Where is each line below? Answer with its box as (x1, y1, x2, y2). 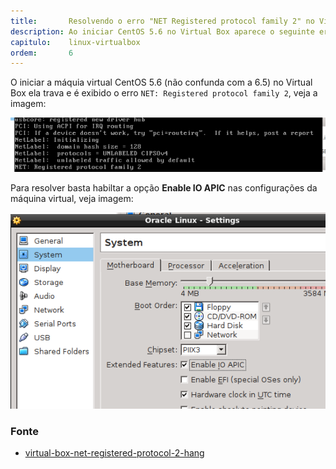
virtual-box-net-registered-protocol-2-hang (24, 447, 205, 459)
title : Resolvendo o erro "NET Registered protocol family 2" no (10, 16, 315, 26)
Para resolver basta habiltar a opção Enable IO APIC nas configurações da (10, 182, 318, 194)
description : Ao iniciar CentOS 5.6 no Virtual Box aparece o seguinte (10, 26, 315, 37)
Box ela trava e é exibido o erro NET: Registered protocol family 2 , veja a (10, 87, 318, 99)
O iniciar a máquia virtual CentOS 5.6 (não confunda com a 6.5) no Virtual (10, 76, 313, 89)
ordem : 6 (10, 48, 74, 58)
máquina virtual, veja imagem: (10, 193, 134, 205)
